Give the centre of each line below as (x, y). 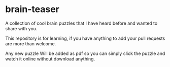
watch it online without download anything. (50, 58)
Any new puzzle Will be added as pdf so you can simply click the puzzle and (85, 53)
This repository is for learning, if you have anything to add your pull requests (85, 38)
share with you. (21, 28)
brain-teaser (32, 9)
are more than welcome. (31, 43)
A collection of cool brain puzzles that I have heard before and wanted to (81, 23)
